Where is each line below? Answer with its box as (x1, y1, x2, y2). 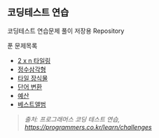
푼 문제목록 (7, 41, 38, 50)
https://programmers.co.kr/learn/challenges (24, 123, 152, 131)
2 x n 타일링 (17, 56, 51, 64)
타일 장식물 (17, 74, 48, 82)
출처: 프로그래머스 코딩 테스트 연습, (24, 115, 120, 123)
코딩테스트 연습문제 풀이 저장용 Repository (7, 27, 125, 35)
